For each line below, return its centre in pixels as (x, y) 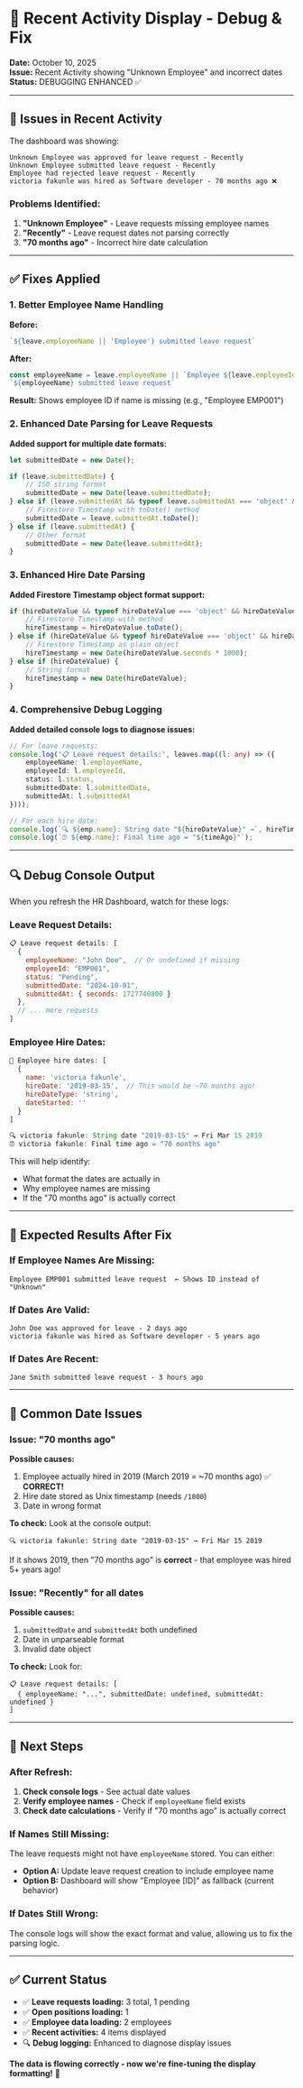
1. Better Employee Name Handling (87, 305)
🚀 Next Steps (46, 1746)
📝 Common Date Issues (76, 1414)
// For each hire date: (54, 821)
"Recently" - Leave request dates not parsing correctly (126, 233)
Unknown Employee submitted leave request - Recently (113, 165)
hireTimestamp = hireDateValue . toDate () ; (104, 628)
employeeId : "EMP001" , (68, 969)
